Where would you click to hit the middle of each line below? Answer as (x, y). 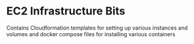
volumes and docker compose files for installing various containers (91, 34)
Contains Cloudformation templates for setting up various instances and (97, 28)
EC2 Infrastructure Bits (66, 11)
